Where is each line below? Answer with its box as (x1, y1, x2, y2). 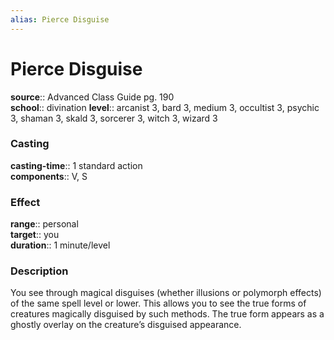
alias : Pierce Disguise (10, 14, 110, 25)
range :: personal (10, 218, 79, 230)
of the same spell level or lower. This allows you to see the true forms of (10, 297, 307, 310)
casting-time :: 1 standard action (10, 159, 143, 171)
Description (10, 264, 69, 278)
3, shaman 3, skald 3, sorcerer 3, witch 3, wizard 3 (10, 112, 218, 124)
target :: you (10, 229, 60, 241)
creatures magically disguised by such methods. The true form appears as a (10, 308, 325, 320)
